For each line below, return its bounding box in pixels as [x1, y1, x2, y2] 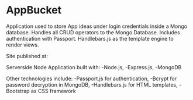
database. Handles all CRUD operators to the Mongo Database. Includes [6, 28, 180, 35]
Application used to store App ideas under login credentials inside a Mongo [6, 23, 188, 30]
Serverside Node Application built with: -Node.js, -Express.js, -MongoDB [6, 63, 182, 70]
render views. [6, 41, 39, 48]
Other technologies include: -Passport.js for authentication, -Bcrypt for [6, 75, 177, 82]
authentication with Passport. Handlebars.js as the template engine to [6, 35, 174, 42]
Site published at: [6, 52, 48, 59]
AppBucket [6, 3, 62, 17]
